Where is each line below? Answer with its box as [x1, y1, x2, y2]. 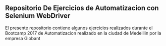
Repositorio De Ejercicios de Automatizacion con [5, 4, 159, 12]
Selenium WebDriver [5, 12, 70, 20]
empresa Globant [5, 35, 41, 41]
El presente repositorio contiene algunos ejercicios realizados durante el [5, 25, 153, 31]
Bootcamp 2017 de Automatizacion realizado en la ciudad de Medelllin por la [5, 30, 162, 36]
